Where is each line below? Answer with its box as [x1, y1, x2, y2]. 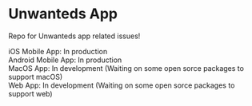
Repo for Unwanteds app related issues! [8, 31, 141, 41]
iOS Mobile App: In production [8, 46, 108, 56]
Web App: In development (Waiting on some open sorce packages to [8, 80, 235, 90]
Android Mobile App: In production [8, 55, 122, 65]
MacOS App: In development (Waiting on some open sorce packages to [8, 63, 244, 73]
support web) [8, 88, 54, 98]
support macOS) [8, 72, 63, 81]
